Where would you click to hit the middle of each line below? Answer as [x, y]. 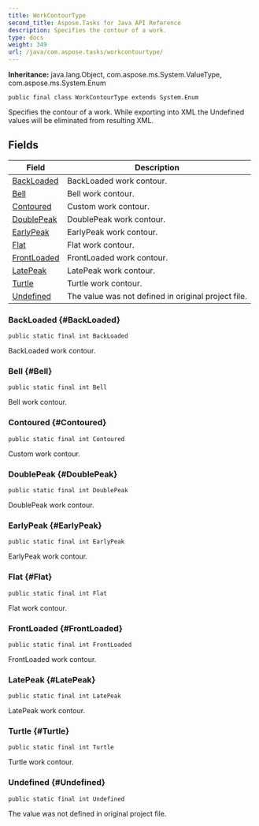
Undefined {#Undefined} [57, 783]
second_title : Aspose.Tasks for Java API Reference [94, 23]
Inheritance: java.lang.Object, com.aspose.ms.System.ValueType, [115, 75]
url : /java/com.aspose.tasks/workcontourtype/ [86, 52]
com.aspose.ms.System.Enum [57, 83]
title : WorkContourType [47, 15]
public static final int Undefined [67, 799]
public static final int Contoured [67, 439]
